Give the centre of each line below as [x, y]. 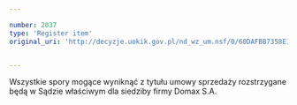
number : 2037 [33, 25]
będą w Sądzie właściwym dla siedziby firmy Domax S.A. [113, 91]
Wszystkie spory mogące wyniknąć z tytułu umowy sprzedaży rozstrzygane [148, 82]
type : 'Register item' [51, 33]
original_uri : [35, 41]
